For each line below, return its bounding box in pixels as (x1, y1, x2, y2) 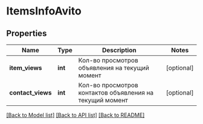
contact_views (9, 88, 52, 97)
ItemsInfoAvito (6, 4, 82, 18)
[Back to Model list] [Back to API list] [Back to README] (6, 111, 145, 119)
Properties (6, 28, 47, 39)
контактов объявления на (78, 88, 154, 97)
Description (101, 46, 137, 54)
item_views (9, 64, 42, 72)
